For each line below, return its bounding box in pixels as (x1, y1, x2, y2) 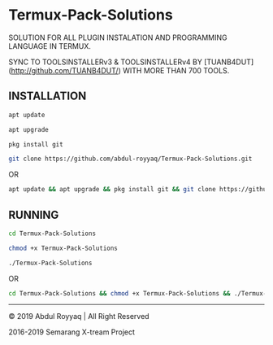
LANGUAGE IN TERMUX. (8, 41, 92, 50)
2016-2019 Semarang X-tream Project (8, 327, 136, 337)
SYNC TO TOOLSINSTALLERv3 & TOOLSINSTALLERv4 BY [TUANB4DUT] (8, 57, 254, 67)
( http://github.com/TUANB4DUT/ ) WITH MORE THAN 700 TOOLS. (8, 65, 230, 75)
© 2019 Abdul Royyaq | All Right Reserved (8, 312, 149, 321)
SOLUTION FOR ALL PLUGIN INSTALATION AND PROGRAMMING (8, 33, 227, 42)
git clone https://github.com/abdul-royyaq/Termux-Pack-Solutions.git (8, 155, 253, 164)
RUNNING (8, 207, 59, 221)
